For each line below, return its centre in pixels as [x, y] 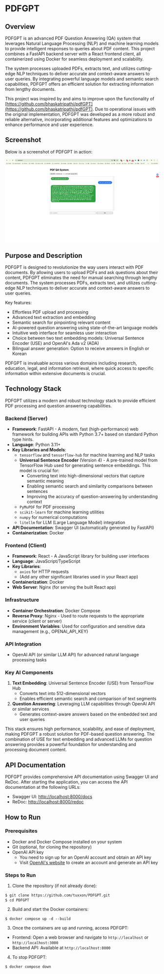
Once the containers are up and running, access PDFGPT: [70, 928]
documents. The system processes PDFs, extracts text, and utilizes [73, 283]
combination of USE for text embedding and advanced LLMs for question [79, 739]
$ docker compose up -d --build [38, 919]
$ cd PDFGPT [17, 900]
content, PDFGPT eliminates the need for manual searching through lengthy [81, 278]
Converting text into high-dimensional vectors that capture [86, 476]
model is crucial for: [39, 471]
